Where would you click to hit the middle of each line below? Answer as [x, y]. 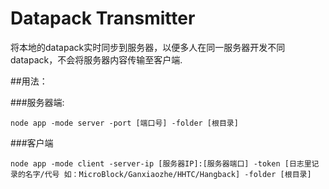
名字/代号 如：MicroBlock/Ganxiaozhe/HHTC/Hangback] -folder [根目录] [168, 174]
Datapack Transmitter [103, 18]
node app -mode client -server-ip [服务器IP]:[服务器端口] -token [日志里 [161, 163]
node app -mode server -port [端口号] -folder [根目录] [124, 123]
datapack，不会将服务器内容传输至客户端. [96, 59]
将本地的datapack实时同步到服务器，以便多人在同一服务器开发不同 [148, 47]
